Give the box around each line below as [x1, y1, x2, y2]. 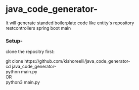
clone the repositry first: [5, 48, 55, 55]
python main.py [5, 69, 38, 75]
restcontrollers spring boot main [5, 25, 71, 31]
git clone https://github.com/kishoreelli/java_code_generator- [5, 58, 131, 64]
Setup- [5, 37, 23, 44]
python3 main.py [5, 79, 40, 85]
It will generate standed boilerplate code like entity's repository [5, 20, 135, 26]
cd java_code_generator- [5, 63, 56, 70]
